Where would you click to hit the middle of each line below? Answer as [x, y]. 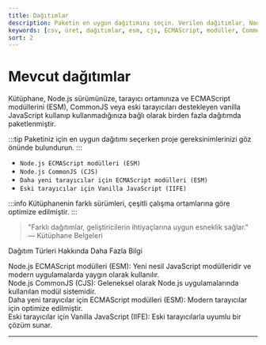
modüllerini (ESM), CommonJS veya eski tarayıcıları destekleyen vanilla [125, 107]
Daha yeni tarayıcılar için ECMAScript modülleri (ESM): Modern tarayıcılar [128, 300]
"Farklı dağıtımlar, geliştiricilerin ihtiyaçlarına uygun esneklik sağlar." [138, 227]
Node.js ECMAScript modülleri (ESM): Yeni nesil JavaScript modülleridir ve [130, 267]
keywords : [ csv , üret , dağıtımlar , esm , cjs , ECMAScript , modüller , [123, 30]
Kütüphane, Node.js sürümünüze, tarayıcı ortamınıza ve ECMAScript [120, 99]
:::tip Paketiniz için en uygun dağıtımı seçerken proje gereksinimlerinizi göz [130, 139]
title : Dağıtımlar [38, 15]
